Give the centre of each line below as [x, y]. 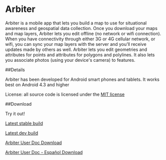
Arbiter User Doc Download [33, 143]
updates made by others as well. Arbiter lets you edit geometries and [76, 49]
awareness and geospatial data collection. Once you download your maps [81, 28]
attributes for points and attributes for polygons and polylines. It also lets [80, 55]
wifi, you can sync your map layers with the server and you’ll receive [76, 44]
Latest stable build [24, 123]
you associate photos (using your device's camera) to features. [70, 60]
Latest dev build [22, 133]
